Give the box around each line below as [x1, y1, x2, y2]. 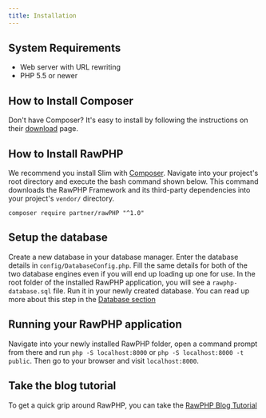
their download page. [8, 124, 78, 133]
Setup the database [8, 231, 108, 245]
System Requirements [8, 42, 121, 55]
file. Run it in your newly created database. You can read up [53, 285, 250, 296]
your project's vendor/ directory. [8, 193, 114, 204]
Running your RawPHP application [8, 317, 182, 332]
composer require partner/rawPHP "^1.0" [8, 209, 145, 217]
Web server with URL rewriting [19, 62, 121, 72]
